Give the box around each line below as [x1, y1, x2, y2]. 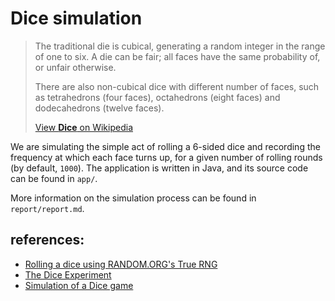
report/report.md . [10, 202, 85, 214]
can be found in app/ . [10, 172, 98, 184]
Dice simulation [10, 7, 143, 30]
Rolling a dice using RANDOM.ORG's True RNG [24, 258, 218, 270]
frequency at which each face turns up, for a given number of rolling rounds [10, 151, 323, 163]
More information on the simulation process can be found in [10, 192, 257, 204]
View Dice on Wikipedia [34, 121, 133, 133]
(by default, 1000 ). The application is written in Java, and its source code [10, 162, 309, 174]
